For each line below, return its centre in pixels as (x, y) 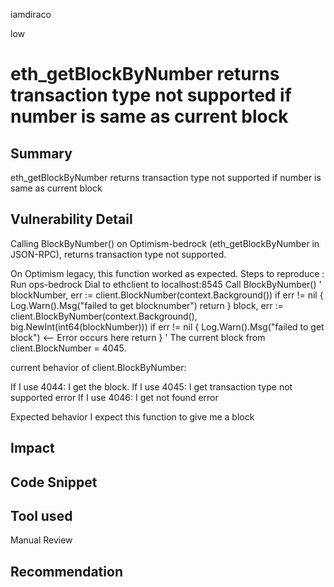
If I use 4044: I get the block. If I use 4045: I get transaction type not (151, 386)
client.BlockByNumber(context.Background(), (104, 316)
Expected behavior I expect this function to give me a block (132, 416)
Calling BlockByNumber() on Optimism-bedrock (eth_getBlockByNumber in (165, 243)
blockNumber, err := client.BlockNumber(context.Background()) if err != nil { (167, 295)
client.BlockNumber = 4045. (68, 348)
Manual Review (41, 540)
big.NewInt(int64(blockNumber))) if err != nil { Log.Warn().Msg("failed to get (167, 326)
